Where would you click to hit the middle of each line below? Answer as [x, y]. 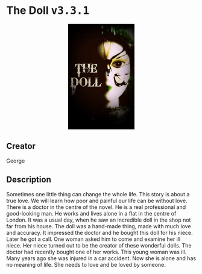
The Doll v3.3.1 [48, 11]
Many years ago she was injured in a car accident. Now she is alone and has [101, 258]
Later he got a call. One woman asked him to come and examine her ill [93, 239]
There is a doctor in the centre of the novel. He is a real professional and [96, 207]
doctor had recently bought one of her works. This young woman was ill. [96, 252]
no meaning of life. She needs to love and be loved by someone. [86, 264]
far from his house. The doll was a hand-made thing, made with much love [99, 226]
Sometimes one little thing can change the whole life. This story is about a [98, 194]
